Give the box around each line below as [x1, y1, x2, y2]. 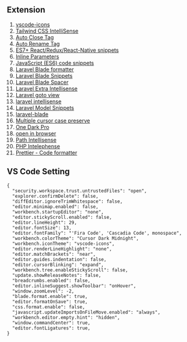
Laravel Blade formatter [15, 66, 74, 73]
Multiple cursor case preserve [15, 117, 90, 124]
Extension [7, 5, 46, 15]
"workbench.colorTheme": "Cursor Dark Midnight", [12, 235, 139, 241]
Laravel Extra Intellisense [15, 84, 78, 92]
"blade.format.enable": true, [12, 293, 88, 299]
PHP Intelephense [15, 142, 61, 150]
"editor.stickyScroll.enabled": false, [12, 214, 112, 220]
